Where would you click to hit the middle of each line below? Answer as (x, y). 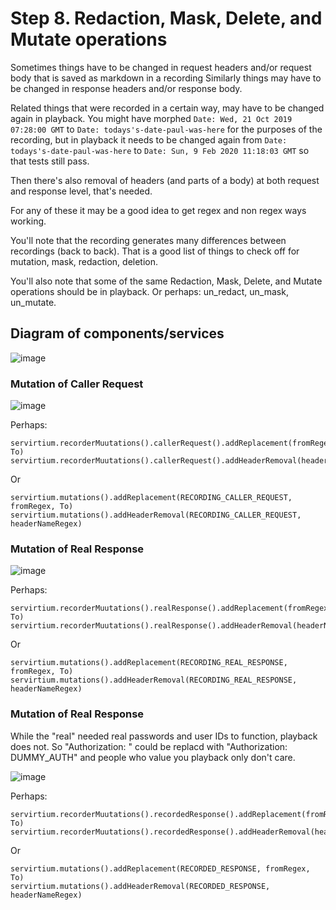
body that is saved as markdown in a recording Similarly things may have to (166, 78)
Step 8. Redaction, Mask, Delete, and (166, 18)
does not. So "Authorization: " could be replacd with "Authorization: (149, 746)
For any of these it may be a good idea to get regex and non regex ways (158, 210)
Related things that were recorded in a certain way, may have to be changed (167, 108)
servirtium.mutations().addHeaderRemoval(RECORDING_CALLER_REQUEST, (156, 515)
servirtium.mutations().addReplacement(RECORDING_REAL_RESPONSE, (149, 663)
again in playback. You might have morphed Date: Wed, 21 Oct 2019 (151, 118)
